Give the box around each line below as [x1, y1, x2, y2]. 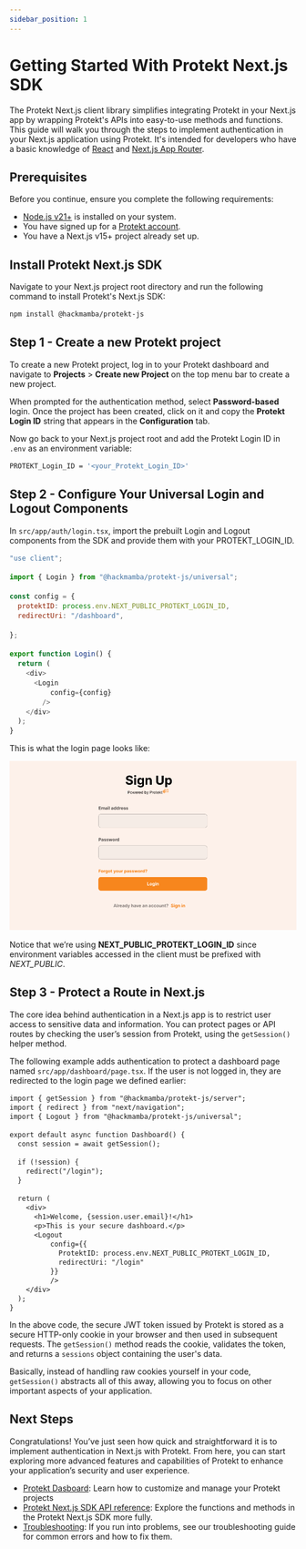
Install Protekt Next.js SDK [9, 257, 163, 272]
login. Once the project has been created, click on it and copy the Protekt [9, 405, 285, 416]
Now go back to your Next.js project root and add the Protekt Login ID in [9, 433, 280, 443]
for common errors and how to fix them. [22, 1531, 173, 1542]
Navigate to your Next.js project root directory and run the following [9, 281, 264, 292]
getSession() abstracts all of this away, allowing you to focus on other [9, 1375, 272, 1386]
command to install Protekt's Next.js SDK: [9, 291, 166, 302]
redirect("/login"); [25, 1167, 104, 1176]
